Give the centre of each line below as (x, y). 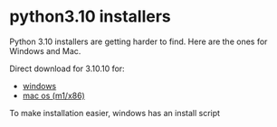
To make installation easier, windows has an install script (115, 113)
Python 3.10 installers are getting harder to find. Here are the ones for (138, 41)
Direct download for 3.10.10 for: (67, 68)
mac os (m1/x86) (54, 95)
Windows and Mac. (45, 50)
